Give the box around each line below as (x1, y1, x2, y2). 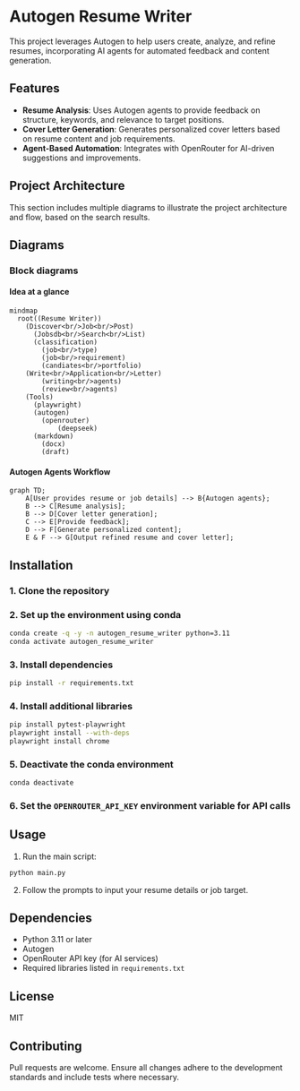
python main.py (9, 868, 66, 877)
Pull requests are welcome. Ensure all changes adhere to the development (9, 1061, 284, 1072)
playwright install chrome (9, 736, 110, 745)
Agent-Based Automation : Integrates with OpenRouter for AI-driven (21, 142, 275, 153)
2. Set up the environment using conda (9, 608, 182, 621)
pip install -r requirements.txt (9, 678, 134, 687)
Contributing (9, 1038, 82, 1053)
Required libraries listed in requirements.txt (21, 963, 185, 974)
